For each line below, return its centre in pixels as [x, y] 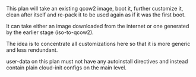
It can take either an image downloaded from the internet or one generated [98, 26]
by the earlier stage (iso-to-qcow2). [50, 32]
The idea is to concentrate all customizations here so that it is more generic [98, 44]
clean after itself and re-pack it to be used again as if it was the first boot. [96, 15]
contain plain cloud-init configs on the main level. [66, 68]
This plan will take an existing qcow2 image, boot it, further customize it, [95, 9]
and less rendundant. [32, 50]
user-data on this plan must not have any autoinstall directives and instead [97, 61]
